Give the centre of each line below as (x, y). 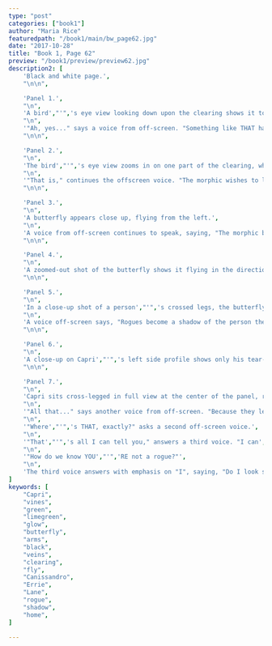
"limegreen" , (45, 517)
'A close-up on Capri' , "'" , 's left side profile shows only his (134, 359)
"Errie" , (38, 585)
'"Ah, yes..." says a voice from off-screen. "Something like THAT (139, 129)
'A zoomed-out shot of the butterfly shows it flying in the (128, 270)
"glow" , (36, 525)
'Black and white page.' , (67, 76)
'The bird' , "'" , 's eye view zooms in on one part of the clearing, (139, 166)
